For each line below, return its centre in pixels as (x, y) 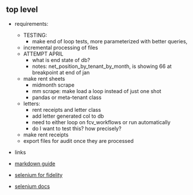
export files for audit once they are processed (78, 141)
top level (22, 10)
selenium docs (32, 186)
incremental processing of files (61, 47)
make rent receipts (46, 135)
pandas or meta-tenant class (67, 97)
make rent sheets (44, 78)
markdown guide (35, 163)
